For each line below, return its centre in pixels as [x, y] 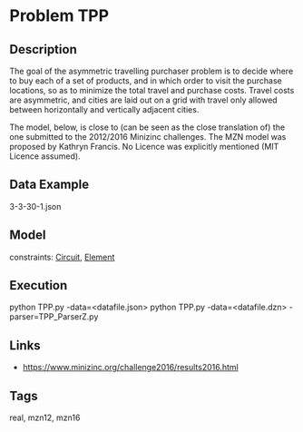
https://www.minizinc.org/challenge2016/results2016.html [130, 368]
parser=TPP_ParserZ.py [54, 317]
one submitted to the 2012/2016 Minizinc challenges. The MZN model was [148, 137]
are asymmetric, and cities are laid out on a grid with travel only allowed [144, 100]
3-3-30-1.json [35, 206]
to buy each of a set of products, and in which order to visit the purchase [146, 81]
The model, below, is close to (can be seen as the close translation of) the [147, 127]
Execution [39, 285]
